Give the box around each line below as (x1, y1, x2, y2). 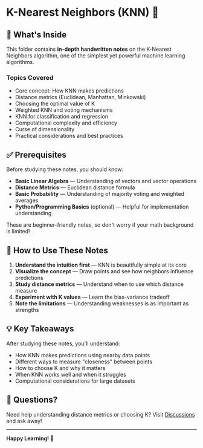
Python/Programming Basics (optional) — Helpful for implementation (14, 203, 189, 210)
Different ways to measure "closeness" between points (14, 358, 153, 365)
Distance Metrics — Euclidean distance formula (14, 184, 135, 191)
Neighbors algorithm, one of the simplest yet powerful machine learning (6, 52, 185, 59)
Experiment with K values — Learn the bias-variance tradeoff (14, 293, 170, 300)
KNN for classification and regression (14, 113, 109, 120)
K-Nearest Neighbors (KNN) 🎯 (6, 5, 159, 19)
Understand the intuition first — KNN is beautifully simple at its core (14, 261, 187, 268)
